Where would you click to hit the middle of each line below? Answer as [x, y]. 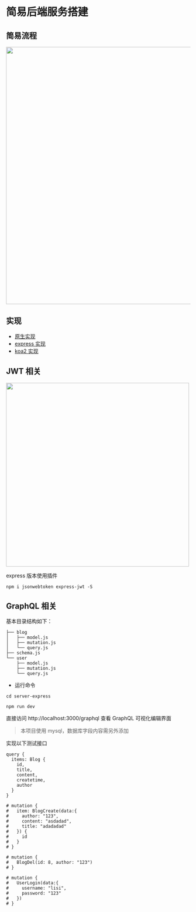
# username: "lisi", [36, 888]
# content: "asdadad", [39, 821]
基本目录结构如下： [29, 622]
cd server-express [28, 696]
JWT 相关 [24, 371]
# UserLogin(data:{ [32, 883]
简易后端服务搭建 [47, 12]
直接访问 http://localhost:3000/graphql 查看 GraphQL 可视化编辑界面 [89, 719]
